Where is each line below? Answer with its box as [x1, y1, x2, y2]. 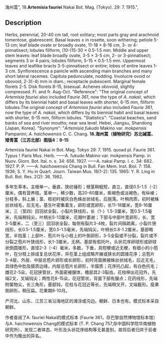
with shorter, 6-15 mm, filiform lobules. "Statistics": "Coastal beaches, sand [5, 114, 157, 121]
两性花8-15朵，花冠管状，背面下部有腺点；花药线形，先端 [41, 275, 158, 281]
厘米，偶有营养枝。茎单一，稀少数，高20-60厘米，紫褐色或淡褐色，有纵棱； [5, 190, 159, 195]
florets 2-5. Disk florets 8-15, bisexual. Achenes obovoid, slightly [5, 84, 135, 89]
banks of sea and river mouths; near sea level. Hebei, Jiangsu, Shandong [5, 120, 152, 126]
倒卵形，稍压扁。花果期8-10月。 [5, 287, 70, 293]
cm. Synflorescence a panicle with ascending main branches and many [9, 68, 152, 74]
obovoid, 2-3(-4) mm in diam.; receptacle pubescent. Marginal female [5, 78, 145, 84]
